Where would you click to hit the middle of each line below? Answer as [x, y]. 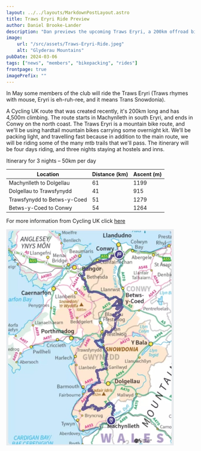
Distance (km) [110, 174]
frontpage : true [26, 69]
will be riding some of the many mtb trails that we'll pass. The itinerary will [98, 143]
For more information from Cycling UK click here [66, 221]
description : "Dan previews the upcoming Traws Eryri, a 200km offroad [97, 32]
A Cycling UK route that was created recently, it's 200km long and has [93, 111]
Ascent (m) [147, 174]
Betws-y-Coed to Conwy [40, 208]
